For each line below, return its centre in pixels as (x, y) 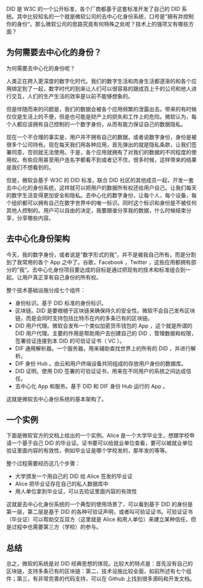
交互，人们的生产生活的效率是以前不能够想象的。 (72, 96)
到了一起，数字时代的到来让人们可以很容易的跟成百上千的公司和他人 (107, 88)
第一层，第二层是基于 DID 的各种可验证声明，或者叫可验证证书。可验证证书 (100, 512)
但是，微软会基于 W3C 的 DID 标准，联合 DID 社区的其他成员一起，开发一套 (100, 180)
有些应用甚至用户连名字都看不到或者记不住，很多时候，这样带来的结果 (109, 160)
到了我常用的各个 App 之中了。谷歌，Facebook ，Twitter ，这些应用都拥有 (99, 262)
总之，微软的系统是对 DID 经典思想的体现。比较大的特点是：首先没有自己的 (100, 564)
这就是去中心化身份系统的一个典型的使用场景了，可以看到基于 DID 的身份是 (100, 505)
